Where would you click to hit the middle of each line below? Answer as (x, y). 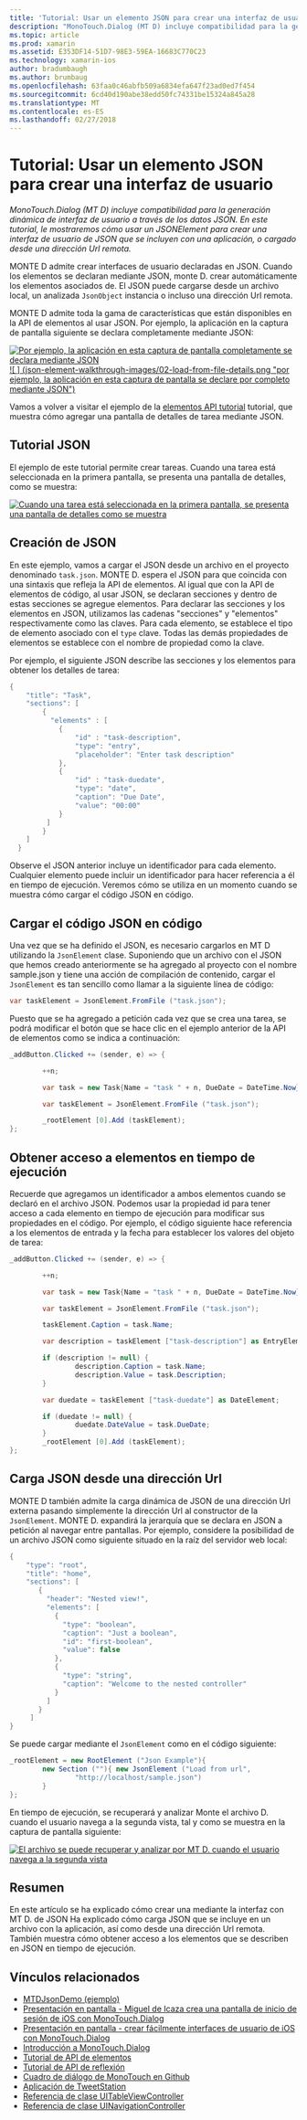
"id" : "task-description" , (128, 737)
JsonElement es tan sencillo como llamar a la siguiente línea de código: (142, 984)
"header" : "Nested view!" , (97, 1599)
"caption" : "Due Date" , (120, 797)
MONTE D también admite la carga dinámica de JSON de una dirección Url (150, 1500)
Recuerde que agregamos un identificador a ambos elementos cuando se (148, 1193)
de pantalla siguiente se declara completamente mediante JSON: (132, 333)
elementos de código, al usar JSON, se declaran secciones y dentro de (143, 594)
